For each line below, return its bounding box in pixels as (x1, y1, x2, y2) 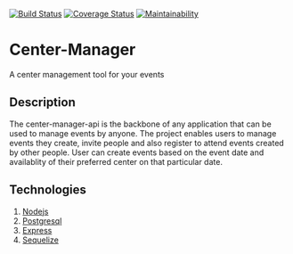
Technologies (9, 183, 87, 198)
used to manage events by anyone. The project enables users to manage (9, 127, 277, 138)
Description (9, 94, 76, 111)
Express (21, 225, 53, 235)
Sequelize (21, 234, 60, 245)
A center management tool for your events (9, 69, 165, 79)
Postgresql (21, 215, 62, 226)
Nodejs (21, 206, 49, 217)
